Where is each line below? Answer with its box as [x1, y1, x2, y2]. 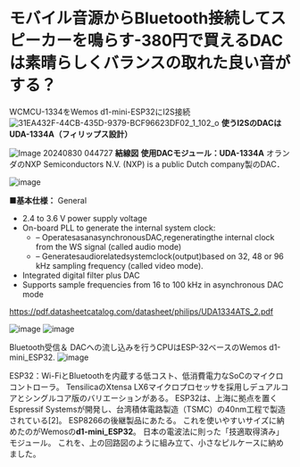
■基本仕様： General [9, 195, 87, 205]
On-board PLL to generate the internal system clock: [21, 222, 216, 233]
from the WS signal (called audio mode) [35, 241, 182, 252]
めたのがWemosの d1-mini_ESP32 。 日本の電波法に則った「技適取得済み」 [9, 426, 284, 437]
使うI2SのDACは [221, 117, 282, 128]
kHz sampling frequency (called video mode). [35, 260, 204, 271]
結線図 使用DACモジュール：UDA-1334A [114, 147, 265, 158]
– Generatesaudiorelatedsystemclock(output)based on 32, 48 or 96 [35, 251, 284, 262]
